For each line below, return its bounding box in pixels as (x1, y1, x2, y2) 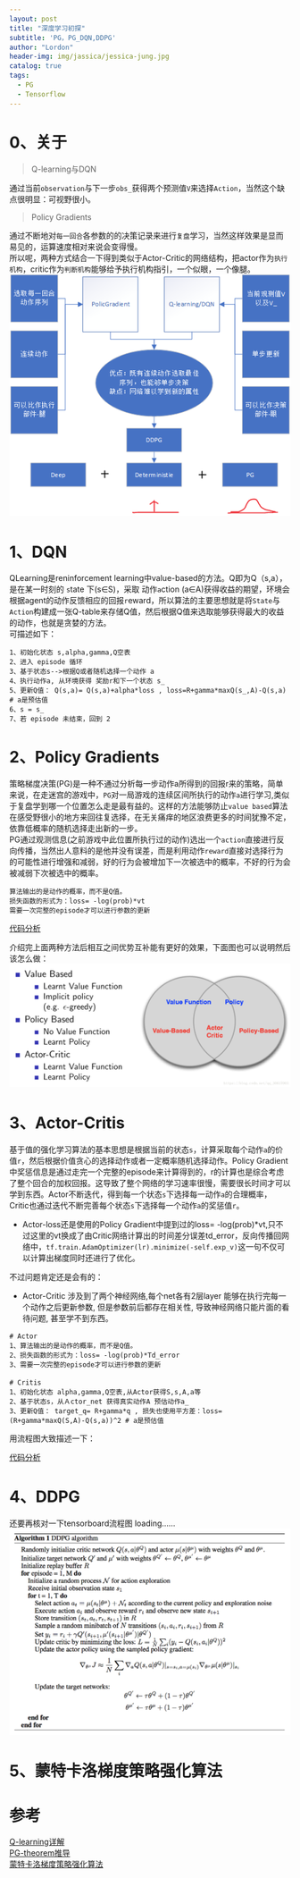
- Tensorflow (17, 89, 66, 98)
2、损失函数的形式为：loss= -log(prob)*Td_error (9, 1351, 180, 1360)
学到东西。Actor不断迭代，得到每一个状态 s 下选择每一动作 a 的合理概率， (9, 1189, 272, 1200)
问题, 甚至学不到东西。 (29, 1312, 113, 1323)
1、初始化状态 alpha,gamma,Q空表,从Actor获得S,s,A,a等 (9, 1387, 202, 1396)
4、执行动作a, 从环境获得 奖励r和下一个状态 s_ (9, 677, 165, 686)
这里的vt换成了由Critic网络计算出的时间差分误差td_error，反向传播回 (29, 1230, 282, 1241)
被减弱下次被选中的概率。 (9, 868, 104, 879)
